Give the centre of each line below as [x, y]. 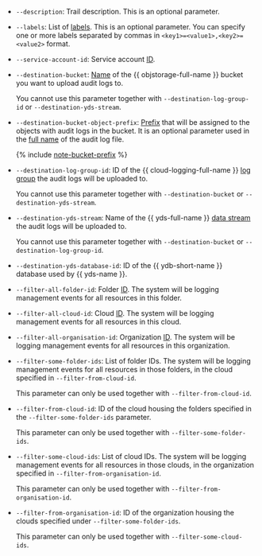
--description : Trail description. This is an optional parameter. [118, 12]
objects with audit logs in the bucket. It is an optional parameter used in [133, 131]
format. [58, 44]
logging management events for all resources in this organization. [123, 346]
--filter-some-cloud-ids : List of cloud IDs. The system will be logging [131, 456]
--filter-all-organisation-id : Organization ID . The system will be [125, 337]
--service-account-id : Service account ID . [85, 59]
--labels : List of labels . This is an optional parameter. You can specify [131, 27]
